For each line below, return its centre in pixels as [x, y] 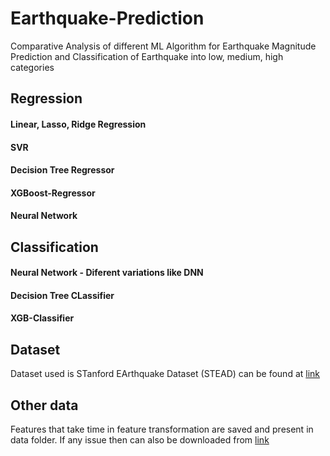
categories [32, 67]
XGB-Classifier [42, 318]
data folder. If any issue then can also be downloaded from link [140, 440]
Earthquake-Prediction [107, 18]
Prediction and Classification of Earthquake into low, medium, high [147, 56]
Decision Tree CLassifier [62, 295]
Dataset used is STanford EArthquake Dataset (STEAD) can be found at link [165, 374]
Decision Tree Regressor [62, 170]
